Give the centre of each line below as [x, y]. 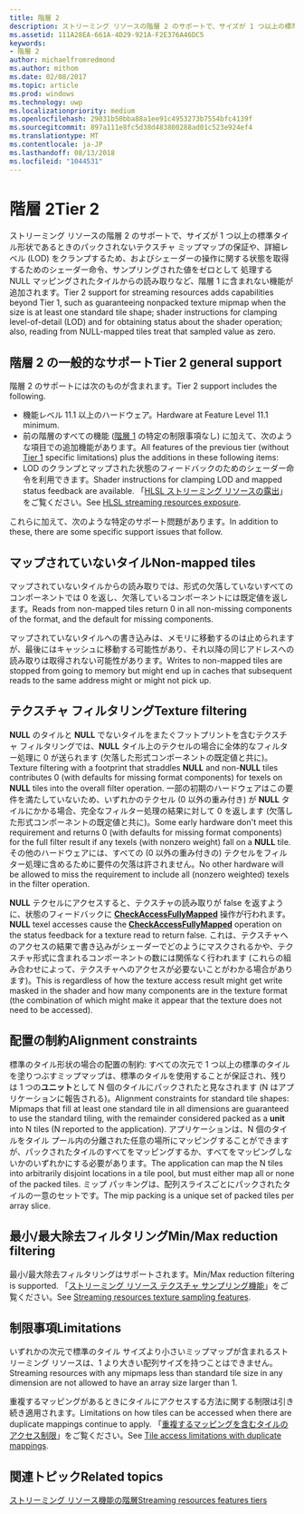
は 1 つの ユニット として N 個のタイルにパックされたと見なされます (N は [144, 1086]
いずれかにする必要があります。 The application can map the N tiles [158, 1163]
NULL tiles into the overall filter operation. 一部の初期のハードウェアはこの [147, 788]
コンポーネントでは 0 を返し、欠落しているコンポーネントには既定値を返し [149, 598]
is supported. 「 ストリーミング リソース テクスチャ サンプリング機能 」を [145, 1285]
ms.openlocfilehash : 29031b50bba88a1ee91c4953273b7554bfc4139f [131, 119]
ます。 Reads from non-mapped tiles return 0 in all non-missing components [151, 609]
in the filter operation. [50, 884]
